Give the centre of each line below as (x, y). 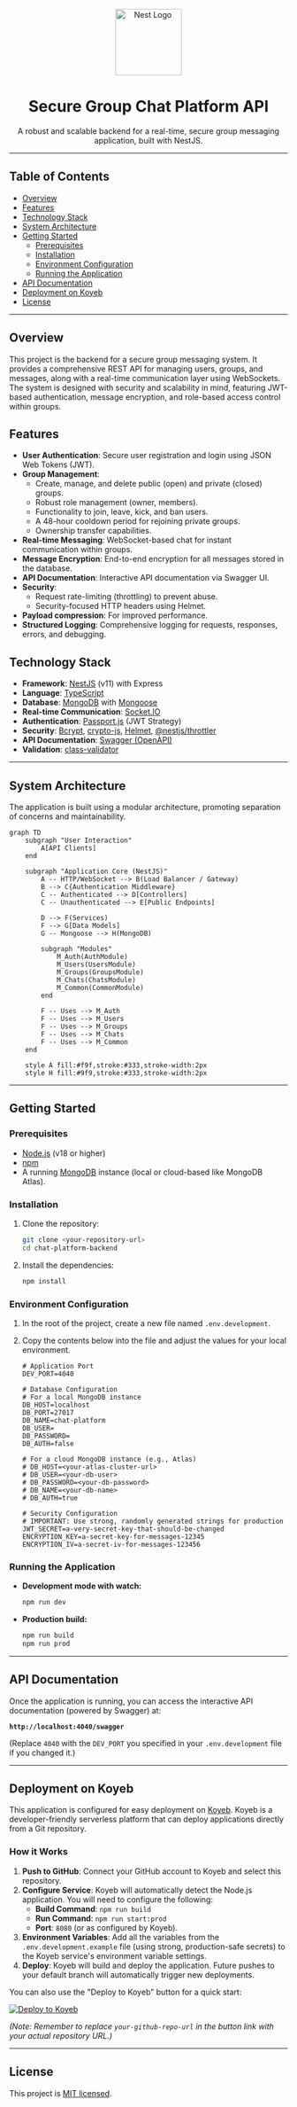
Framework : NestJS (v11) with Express (92, 683)
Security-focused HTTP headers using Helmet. (120, 606)
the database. (47, 568)
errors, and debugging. (64, 635)
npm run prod (46, 1643)
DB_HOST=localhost (56, 1405)
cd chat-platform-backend (69, 1248)
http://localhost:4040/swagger (67, 1727)
